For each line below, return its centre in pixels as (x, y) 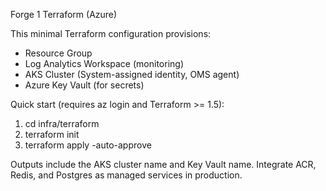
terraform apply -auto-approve (88, 145)
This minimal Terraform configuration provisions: (111, 33)
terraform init (52, 134)
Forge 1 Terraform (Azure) (64, 14)
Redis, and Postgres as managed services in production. (126, 175)
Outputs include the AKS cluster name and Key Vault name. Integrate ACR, (163, 164)
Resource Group (58, 53)
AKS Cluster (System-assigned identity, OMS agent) (132, 74)
